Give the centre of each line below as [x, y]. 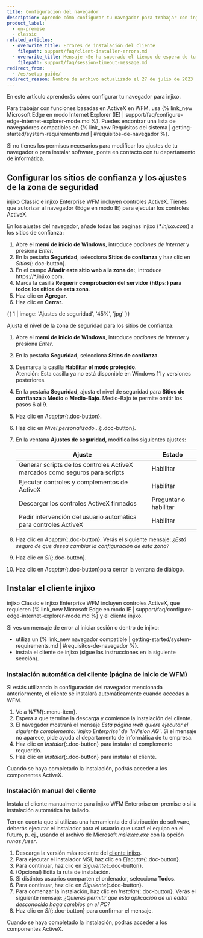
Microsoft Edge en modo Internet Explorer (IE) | [65, 115]
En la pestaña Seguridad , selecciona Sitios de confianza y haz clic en [103, 257]
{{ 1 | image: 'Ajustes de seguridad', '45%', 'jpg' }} [68, 314]
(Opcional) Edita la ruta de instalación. [63, 872]
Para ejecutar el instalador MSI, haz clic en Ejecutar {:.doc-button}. [98, 859]
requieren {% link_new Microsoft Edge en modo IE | [71, 609]
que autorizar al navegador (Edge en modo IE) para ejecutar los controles [98, 208]
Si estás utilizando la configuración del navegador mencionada [85, 688]
